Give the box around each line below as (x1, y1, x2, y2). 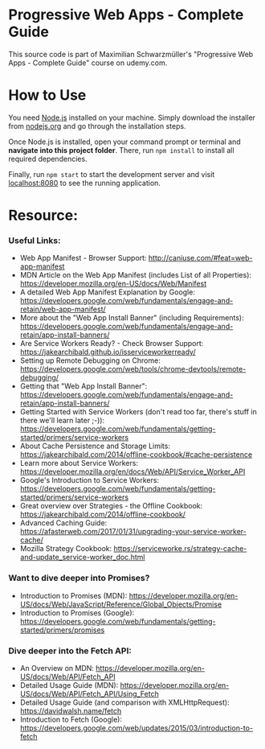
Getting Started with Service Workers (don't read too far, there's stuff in (19, 407, 257, 417)
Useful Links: (8, 235, 61, 246)
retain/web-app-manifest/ (19, 304, 106, 315)
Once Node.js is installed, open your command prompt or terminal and (8, 137, 241, 146)
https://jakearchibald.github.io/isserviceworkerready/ (19, 348, 196, 357)
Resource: (8, 207, 79, 224)
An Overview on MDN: (19, 663, 95, 673)
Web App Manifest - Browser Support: (19, 253, 147, 263)
